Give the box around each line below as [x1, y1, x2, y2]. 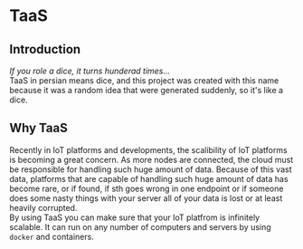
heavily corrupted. [9, 202, 78, 213]
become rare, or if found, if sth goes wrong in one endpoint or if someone [9, 183, 284, 194]
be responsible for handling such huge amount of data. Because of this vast [9, 164, 292, 175]
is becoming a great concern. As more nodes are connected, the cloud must [9, 154, 294, 165]
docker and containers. [9, 231, 95, 242]
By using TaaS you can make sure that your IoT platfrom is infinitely [9, 212, 260, 223]
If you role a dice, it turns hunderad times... [9, 65, 170, 76]
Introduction [9, 42, 81, 57]
